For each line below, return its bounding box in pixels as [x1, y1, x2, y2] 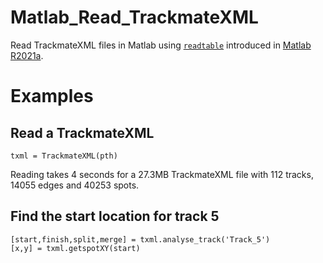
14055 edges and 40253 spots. [10, 179, 140, 191]
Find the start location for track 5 [10, 208, 220, 225]
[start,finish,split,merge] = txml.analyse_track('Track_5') [10, 234, 271, 245]
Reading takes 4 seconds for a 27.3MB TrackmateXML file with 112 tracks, [10, 168, 314, 180]
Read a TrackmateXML [10, 124, 155, 141]
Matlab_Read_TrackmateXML [10, 6, 259, 29]
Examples [10, 85, 94, 108]
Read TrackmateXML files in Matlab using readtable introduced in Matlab [10, 39, 312, 51]
